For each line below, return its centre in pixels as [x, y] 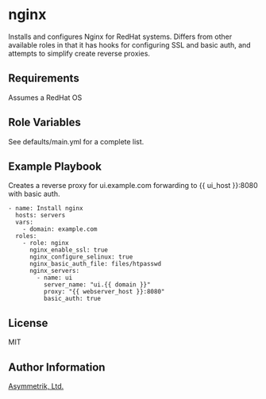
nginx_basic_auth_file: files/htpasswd [95, 264]
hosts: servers [40, 216]
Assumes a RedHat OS [45, 98]
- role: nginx [46, 244]
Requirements [44, 78]
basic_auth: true [72, 299]
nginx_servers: [54, 271]
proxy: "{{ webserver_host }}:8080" [104, 292]
